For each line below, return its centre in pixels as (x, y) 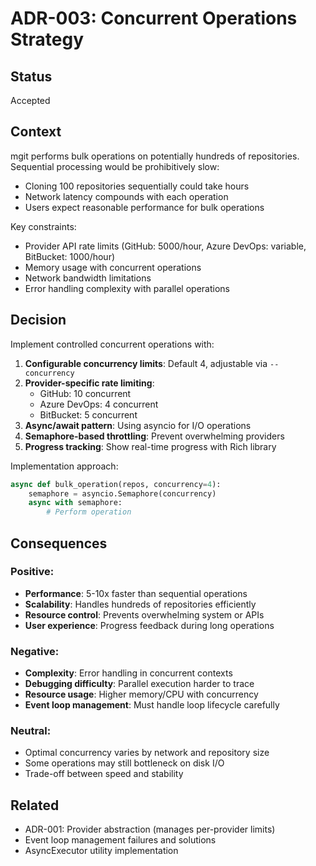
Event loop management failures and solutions (120, 840)
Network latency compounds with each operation (126, 196)
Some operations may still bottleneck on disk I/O (124, 763)
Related (35, 805)
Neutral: (31, 731)
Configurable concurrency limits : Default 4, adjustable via (146, 363)
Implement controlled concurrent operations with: (112, 344)
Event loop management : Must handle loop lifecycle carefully (152, 705)
